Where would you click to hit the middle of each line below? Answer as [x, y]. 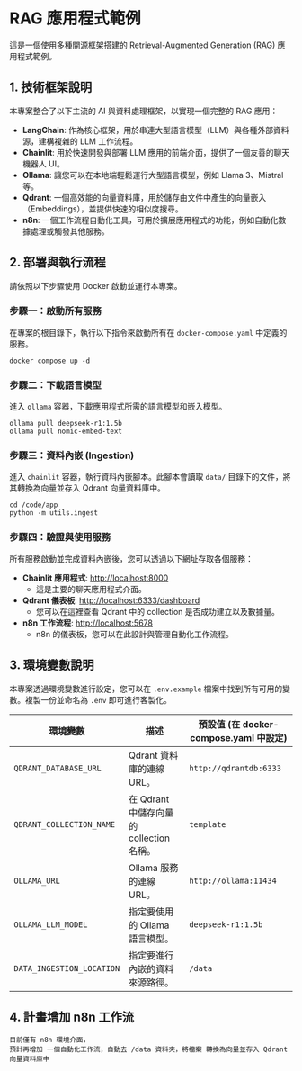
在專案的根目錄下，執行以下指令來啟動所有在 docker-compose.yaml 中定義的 [148, 332]
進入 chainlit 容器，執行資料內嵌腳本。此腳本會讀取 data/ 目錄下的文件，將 [150, 477]
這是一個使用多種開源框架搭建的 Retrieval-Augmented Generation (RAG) [142, 45]
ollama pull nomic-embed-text [66, 432]
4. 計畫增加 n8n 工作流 [72, 1017]
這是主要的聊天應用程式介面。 [91, 589]
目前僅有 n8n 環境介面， [49, 1040]
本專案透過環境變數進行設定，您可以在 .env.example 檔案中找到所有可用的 [146, 688]
